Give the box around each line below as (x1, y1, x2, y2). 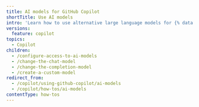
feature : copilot (11, 31, 55, 37)
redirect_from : (6, 75, 44, 81)
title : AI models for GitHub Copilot (6, 8, 100, 15)
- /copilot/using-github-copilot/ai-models (11, 81, 121, 87)
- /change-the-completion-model (11, 64, 92, 70)
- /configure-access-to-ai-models (11, 53, 97, 59)
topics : (6, 36, 26, 42)
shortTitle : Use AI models (6, 14, 73, 20)
